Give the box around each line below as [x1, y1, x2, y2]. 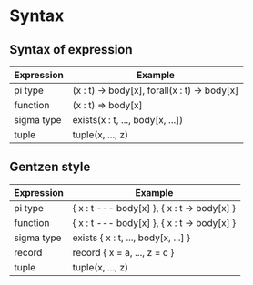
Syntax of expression [9, 42, 134, 57]
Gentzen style [9, 159, 91, 175]
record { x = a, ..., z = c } [72, 246, 175, 259]
